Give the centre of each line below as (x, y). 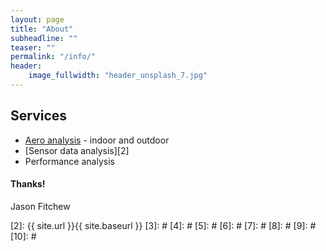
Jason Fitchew (40, 206)
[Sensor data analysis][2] (77, 150)
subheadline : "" (44, 38)
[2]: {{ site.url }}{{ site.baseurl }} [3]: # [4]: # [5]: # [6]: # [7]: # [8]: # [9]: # (163, 225)
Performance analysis (69, 161)
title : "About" (42, 29)
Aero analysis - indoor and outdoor (97, 140)
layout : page (37, 19)
